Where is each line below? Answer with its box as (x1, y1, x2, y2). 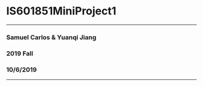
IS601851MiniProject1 (6, 4, 117, 18)
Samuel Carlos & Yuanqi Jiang (6, 33, 97, 41)
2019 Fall (6, 49, 33, 58)
